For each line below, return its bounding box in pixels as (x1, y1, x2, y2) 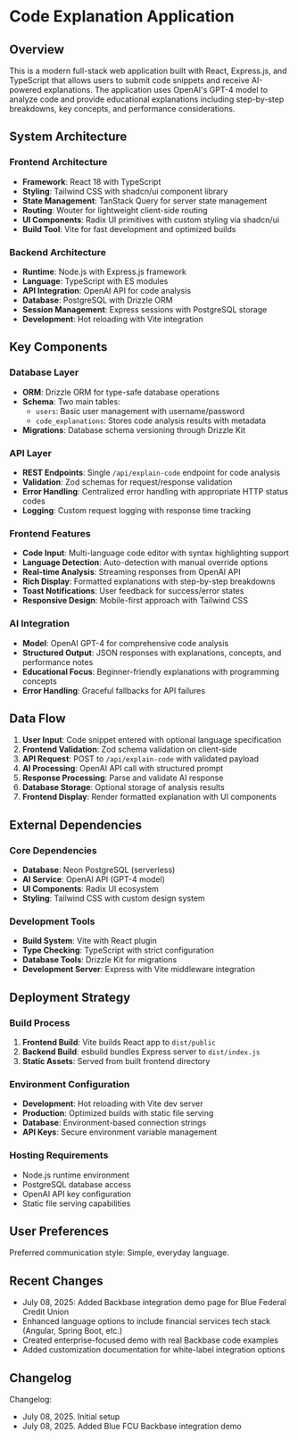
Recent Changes (9, 1273, 104, 1288)
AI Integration (9, 618, 70, 630)
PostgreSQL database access (21, 1178, 132, 1189)
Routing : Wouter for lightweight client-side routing (21, 204, 208, 215)
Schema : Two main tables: (21, 395, 120, 407)
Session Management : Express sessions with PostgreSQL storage (21, 304, 268, 314)
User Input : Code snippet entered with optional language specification (21, 735, 282, 745)
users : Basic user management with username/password (35, 405, 245, 416)
